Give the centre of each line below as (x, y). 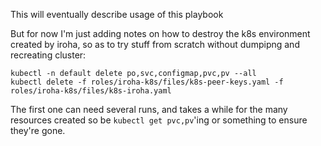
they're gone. (38, 130)
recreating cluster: (48, 55)
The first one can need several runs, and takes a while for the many (149, 109)
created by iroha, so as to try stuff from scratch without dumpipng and (155, 44)
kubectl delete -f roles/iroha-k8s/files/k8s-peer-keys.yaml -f (147, 82)
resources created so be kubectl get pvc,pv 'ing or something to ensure (159, 120)
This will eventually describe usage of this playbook (117, 14)
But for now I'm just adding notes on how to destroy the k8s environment (160, 33)
